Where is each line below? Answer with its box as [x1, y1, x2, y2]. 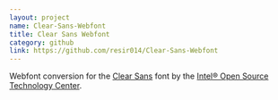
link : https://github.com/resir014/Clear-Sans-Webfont [9, 46, 219, 55]
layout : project [9, 12, 70, 22]
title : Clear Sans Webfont [9, 29, 110, 38]
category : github [9, 37, 74, 47]
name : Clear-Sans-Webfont [9, 21, 106, 30]
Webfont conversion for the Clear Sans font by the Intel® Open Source [9, 71, 269, 81]
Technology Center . [9, 80, 83, 91]
